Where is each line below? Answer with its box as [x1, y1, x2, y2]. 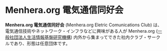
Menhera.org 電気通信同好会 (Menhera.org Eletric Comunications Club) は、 [5, 22, 162, 28]
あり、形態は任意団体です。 [13, 40, 70, 46]
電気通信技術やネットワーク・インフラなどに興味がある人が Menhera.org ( [5, 28, 158, 34]
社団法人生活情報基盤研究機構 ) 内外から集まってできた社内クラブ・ [9, 34, 148, 40]
